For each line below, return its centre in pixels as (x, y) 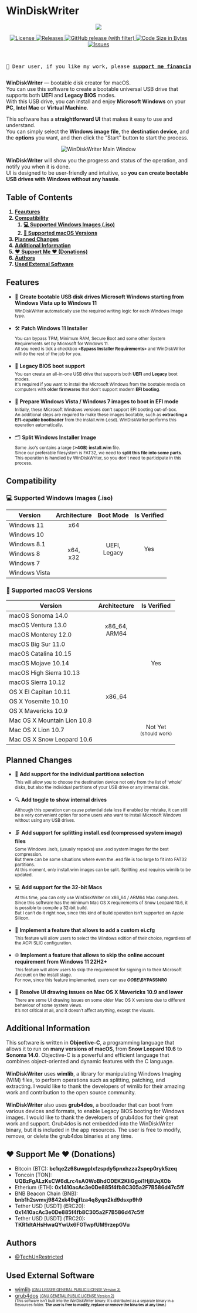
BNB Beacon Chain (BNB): (46, 1193)
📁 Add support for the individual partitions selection (79, 774)
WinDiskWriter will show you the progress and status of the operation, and (97, 160)
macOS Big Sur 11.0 (37, 644)
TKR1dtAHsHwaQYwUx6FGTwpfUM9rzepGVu (72, 1224)
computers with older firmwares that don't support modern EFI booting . (87, 389)
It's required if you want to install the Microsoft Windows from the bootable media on (100, 384)
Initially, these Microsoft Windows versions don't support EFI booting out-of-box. (96, 409)
